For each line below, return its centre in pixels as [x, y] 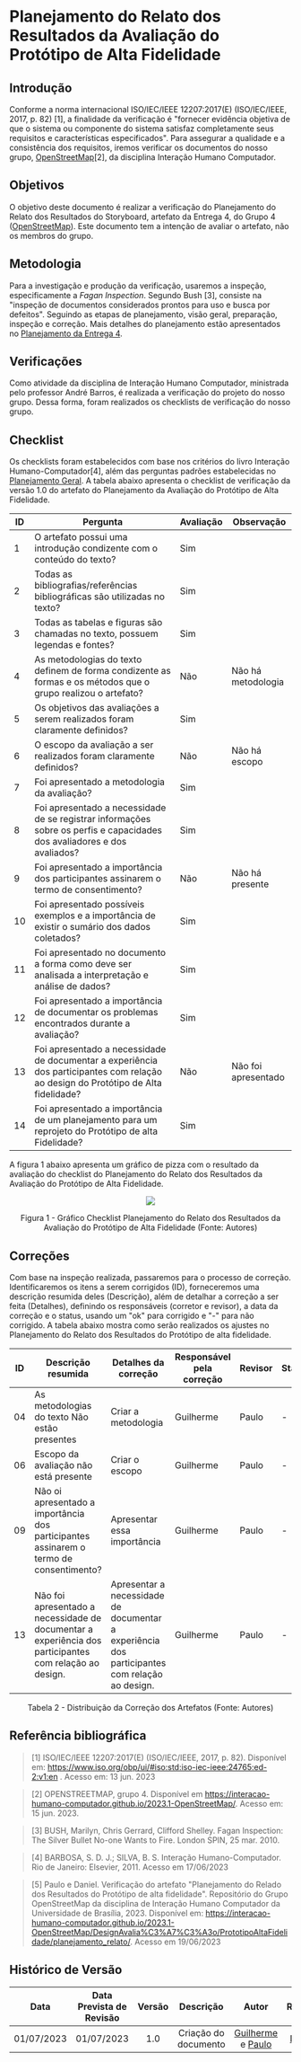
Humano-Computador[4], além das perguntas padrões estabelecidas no [142, 471]
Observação [259, 522]
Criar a [125, 1412]
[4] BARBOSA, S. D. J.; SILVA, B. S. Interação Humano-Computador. [156, 1857]
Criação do [202, 2032]
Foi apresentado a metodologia [100, 782]
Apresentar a [138, 1585]
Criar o [125, 1460]
